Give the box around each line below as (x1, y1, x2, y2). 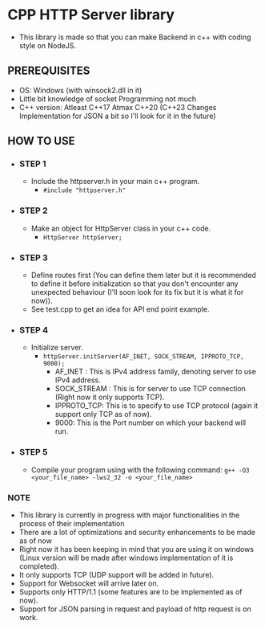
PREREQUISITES (7, 64, 90, 78)
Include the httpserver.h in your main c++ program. (30, 177, 200, 186)
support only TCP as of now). (54, 410, 152, 419)
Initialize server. (30, 343, 83, 353)
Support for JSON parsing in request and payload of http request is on (18, 604, 251, 614)
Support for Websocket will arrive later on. (18, 578, 159, 588)
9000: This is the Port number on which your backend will (54, 418, 246, 427)
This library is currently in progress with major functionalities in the (18, 510, 240, 520)
